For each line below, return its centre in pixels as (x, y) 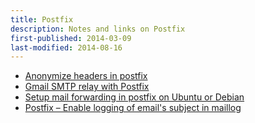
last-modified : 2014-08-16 (66, 47)
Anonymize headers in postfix (86, 76)
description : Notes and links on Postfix (98, 29)
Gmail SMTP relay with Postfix (87, 87)
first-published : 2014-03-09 (71, 38)
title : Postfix (42, 19)
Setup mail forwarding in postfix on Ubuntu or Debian (134, 97)
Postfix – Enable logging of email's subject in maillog (133, 108)
